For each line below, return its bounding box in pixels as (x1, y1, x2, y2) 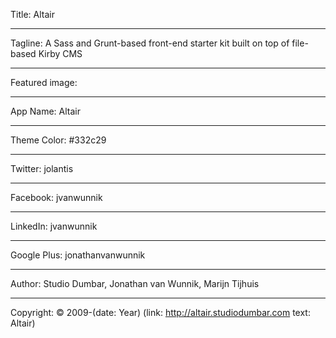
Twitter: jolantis (10, 163, 74, 174)
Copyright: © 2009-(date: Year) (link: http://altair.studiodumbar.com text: (10, 307, 311, 318)
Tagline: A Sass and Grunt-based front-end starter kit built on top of (10, 37, 290, 49)
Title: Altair (10, 9, 55, 20)
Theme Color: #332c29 (10, 134, 107, 146)
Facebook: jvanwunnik (10, 192, 103, 203)
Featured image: (10, 77, 78, 88)
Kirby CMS (38, 48, 83, 59)
